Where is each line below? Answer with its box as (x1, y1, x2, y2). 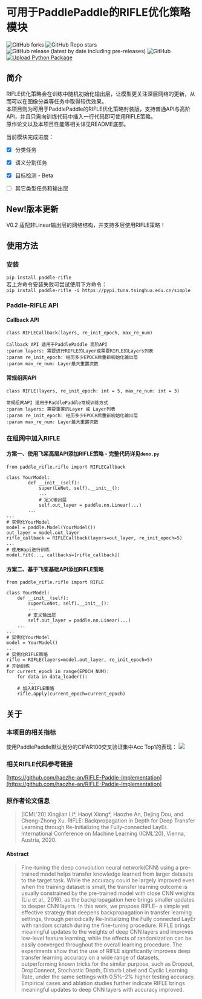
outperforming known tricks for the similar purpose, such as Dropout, (21, 960, 195, 968)
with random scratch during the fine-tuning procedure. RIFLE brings (21, 922, 191, 929)
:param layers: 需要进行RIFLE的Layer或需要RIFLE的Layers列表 (6, 348, 154, 354)
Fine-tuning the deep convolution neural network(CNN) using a (21, 864, 179, 871)
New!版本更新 (6, 204, 59, 215)
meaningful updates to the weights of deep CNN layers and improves (21, 928, 194, 935)
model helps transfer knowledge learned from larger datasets (40, 870, 194, 877)
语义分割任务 (15, 158, 47, 166)
